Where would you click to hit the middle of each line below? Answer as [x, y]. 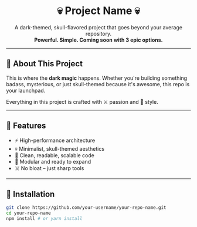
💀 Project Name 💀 [98, 11]
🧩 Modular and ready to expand [53, 161]
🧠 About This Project [45, 64]
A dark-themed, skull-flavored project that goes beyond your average [98, 27]
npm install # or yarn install [44, 219]
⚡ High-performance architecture [55, 140]
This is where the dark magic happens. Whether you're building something [97, 78]
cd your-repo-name [28, 213]
